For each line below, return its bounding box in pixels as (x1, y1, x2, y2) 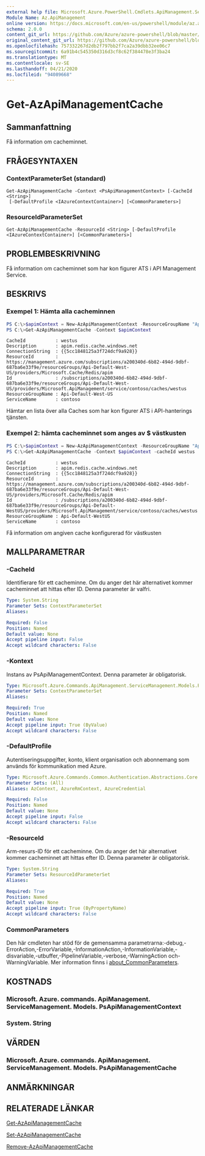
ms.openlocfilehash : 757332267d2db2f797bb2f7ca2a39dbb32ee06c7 (6, 43, 171, 49)
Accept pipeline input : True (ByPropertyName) (6, 905, 127, 912)
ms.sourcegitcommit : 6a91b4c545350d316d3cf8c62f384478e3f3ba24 (6, 49, 171, 55)
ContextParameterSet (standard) (6, 174, 106, 183)
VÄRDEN (6, 1038, 40, 1048)
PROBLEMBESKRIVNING (6, 249, 101, 259)
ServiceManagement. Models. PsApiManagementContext (6, 1002, 182, 1011)
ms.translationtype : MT (6, 54, 67, 60)
